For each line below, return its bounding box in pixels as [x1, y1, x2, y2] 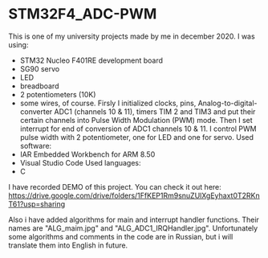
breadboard [19, 81, 59, 91]
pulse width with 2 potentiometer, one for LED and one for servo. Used [19, 132, 254, 141]
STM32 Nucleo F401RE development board [19, 55, 163, 65]
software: [19, 141, 52, 150]
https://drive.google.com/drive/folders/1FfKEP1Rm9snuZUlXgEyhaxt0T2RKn [8, 190, 261, 200]
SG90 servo [19, 63, 60, 73]
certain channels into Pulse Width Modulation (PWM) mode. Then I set [19, 115, 253, 125]
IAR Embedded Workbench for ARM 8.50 [19, 149, 156, 159]
